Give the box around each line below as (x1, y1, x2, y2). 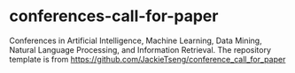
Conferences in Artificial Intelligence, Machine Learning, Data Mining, (9, 35, 263, 46)
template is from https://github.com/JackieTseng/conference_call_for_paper (9, 54, 286, 64)
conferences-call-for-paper (9, 6, 219, 26)
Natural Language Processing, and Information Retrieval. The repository (9, 44, 272, 55)
